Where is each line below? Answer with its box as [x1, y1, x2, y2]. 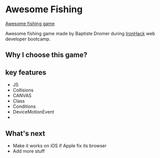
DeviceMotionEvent [12, 109, 54, 115]
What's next [5, 129, 45, 138]
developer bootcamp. [5, 36, 51, 42]
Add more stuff [12, 148, 45, 154]
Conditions [12, 103, 36, 109]
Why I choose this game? [5, 51, 88, 59]
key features [5, 68, 47, 77]
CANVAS [12, 93, 32, 99]
